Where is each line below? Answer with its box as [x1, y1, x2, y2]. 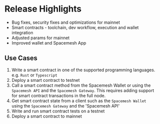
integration [11, 30, 33, 35]
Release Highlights [4, 3, 82, 15]
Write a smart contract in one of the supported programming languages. [11, 67, 156, 73]
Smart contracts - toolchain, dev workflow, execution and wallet [11, 24, 139, 30]
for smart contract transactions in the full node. [11, 93, 106, 98]
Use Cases [4, 54, 38, 62]
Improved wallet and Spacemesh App [11, 40, 87, 46]
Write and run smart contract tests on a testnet [11, 108, 105, 114]
